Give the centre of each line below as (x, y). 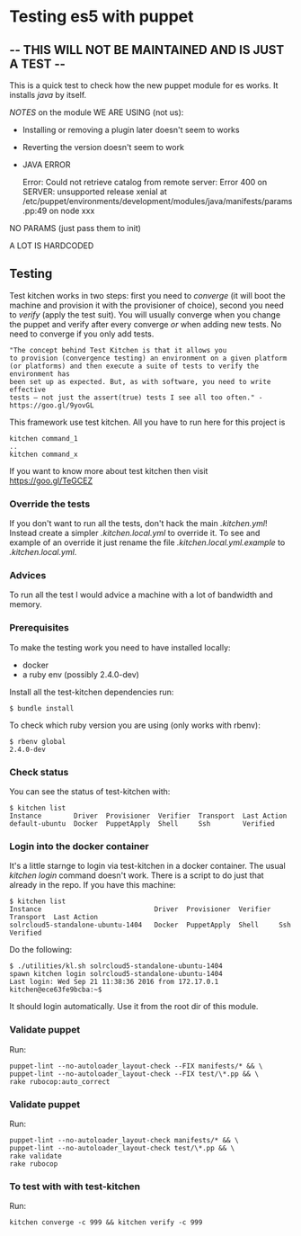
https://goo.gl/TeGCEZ (51, 480)
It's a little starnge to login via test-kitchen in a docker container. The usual (147, 866)
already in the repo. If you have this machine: (93, 885)
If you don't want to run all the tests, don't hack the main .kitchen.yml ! (138, 524)
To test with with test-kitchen (75, 1187)
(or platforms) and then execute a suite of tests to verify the (134, 366)
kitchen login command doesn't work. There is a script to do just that (137, 875)
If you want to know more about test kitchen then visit (109, 470)
